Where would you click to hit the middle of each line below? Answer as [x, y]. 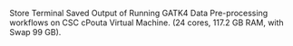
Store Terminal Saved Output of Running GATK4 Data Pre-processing [139, 13]
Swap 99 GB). [35, 32]
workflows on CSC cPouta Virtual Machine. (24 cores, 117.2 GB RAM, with [146, 23]
